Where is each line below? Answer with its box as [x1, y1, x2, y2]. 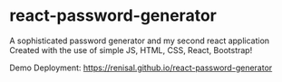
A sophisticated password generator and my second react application [9, 35, 270, 46]
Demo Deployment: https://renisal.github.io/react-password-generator [9, 62, 273, 73]
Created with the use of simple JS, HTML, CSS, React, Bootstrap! [9, 44, 253, 55]
